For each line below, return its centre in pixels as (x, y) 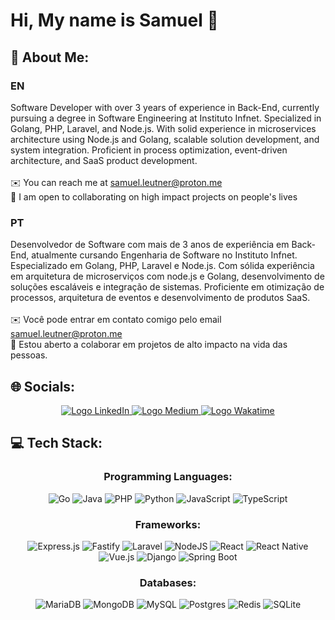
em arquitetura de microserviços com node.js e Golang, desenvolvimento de (167, 276)
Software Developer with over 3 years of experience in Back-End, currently (165, 107)
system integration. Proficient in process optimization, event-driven (149, 150)
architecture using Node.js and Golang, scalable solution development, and (165, 139)
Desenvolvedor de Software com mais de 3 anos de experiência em (150, 245)
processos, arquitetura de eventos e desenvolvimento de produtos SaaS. (160, 298)
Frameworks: (168, 524)
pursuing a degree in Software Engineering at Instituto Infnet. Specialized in (166, 118)
